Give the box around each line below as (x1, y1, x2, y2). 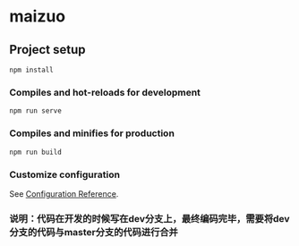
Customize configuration (9, 168, 121, 181)
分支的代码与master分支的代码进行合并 (9, 225, 179, 238)
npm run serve (9, 106, 63, 115)
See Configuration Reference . (9, 188, 119, 199)
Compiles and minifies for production (9, 127, 175, 140)
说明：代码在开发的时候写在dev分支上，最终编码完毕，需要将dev (9, 212, 290, 225)
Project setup (9, 42, 87, 57)
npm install (9, 65, 54, 74)
